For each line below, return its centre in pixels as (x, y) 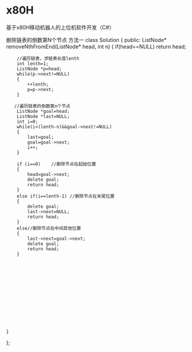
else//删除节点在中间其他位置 (49, 228)
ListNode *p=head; (39, 69)
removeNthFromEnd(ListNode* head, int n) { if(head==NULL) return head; (96, 46)
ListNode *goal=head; (43, 111)
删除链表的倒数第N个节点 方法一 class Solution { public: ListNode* (87, 40)
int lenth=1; (33, 63)
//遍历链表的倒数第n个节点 (42, 106)
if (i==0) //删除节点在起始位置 (56, 164)
